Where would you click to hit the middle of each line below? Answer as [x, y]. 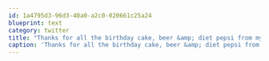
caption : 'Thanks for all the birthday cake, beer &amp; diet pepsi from [134, 45]
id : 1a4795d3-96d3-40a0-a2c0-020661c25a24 [80, 15]
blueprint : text [35, 23]
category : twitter [39, 30]
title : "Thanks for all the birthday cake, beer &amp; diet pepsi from [130, 38]
